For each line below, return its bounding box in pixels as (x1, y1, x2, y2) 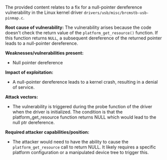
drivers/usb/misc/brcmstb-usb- (83, 10, 149, 15)
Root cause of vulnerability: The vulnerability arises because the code (5, 24, 151, 30)
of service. (12, 84, 35, 90)
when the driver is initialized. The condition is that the (12, 109, 123, 115)
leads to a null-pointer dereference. (5, 40, 78, 46)
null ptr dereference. (12, 120, 55, 125)
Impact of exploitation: (5, 69, 53, 75)
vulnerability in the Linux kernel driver (5, 9, 83, 15)
